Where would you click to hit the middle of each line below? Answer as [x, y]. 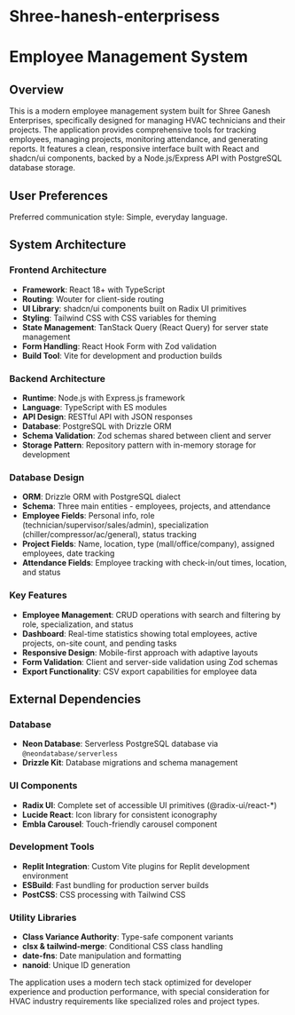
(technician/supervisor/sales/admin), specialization [115, 525]
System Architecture [68, 245]
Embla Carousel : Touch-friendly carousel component [120, 824]
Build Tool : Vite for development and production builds [122, 355]
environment [45, 876]
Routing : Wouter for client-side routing [93, 298]
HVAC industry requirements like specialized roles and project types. [134, 1002]
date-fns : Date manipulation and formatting [101, 956]
